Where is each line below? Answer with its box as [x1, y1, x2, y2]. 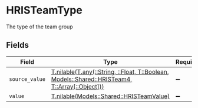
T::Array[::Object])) [51, 82, 104, 90]
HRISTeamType [6, 4, 82, 17]
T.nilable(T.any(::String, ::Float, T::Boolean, [51, 67, 169, 76]
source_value [9, 76, 46, 83]
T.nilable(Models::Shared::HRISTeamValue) [51, 92, 170, 100]
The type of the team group [6, 23, 73, 30]
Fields [6, 40, 29, 50]
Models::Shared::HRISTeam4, [51, 75, 133, 83]
